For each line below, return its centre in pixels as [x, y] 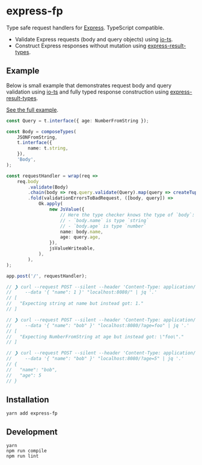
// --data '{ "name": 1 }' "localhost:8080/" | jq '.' [82, 292]
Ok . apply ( [50, 204]
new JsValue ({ [67, 209]
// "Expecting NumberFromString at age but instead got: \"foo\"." [95, 337]
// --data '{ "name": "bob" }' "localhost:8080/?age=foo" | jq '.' [98, 325]
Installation [28, 399]
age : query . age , [80, 237]
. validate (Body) [48, 187]
